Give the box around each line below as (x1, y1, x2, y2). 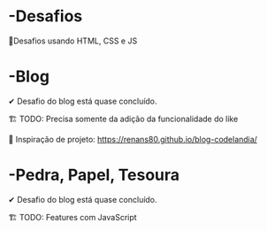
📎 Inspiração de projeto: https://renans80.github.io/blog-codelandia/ (8, 134, 258, 144)
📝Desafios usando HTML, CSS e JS (8, 35, 138, 46)
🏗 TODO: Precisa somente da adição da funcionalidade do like (8, 113, 239, 124)
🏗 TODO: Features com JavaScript (8, 212, 138, 222)
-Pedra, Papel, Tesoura (8, 166, 180, 185)
